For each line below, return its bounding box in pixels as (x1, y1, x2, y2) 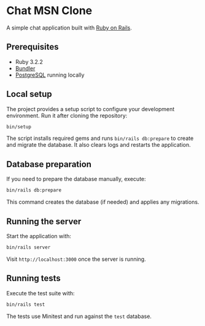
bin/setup (6, 123, 32, 130)
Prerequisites (6, 42, 59, 52)
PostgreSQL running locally (15, 71, 85, 79)
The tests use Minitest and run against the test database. (6, 312, 152, 320)
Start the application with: (6, 232, 72, 239)
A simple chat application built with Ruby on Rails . (6, 24, 132, 31)
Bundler (15, 64, 36, 72)
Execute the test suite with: (6, 289, 75, 297)
